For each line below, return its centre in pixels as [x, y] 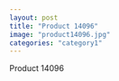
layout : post [34, 18]
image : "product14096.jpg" [60, 34]
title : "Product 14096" [54, 26]
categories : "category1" [56, 43]
